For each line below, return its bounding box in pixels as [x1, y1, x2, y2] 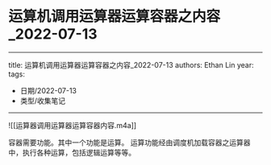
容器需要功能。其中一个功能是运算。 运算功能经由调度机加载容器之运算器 [8, 138, 251, 147]
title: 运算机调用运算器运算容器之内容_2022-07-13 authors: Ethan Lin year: [8, 60, 254, 69]
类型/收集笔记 [19, 96, 66, 105]
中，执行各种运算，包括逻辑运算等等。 [8, 147, 135, 157]
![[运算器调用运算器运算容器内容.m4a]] [8, 120, 137, 130]
